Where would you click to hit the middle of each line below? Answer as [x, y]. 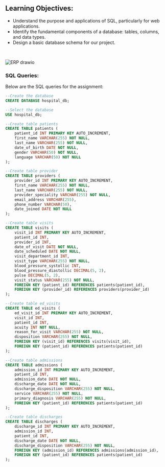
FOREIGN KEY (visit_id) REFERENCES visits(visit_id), [73, 342]
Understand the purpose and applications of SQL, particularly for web [86, 20]
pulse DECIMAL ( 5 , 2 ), [37, 275]
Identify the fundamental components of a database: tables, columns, [86, 31]
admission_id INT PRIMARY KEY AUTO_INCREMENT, [65, 370]
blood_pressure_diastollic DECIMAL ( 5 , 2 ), [60, 270]
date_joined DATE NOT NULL [43, 209]
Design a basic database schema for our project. [64, 42]
